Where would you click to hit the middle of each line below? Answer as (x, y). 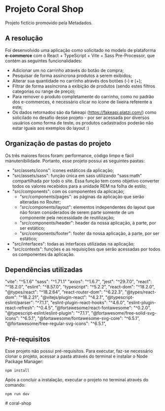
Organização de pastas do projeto (58, 144)
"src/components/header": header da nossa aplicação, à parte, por (88, 223)
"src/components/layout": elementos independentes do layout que (87, 207)
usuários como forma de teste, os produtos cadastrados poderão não (83, 123)
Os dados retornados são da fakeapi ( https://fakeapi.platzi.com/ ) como (84, 112)
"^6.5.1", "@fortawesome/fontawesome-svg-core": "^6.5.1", (80, 318)
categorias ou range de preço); (44, 91)
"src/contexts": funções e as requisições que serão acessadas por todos (86, 249)
